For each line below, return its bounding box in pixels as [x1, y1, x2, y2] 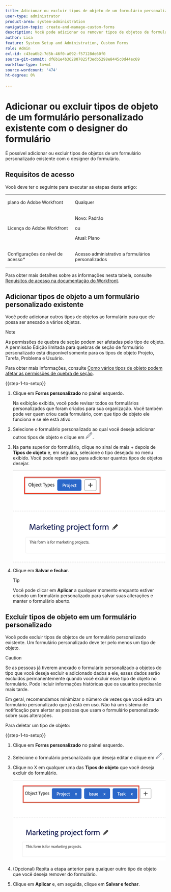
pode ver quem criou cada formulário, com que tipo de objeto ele [12, 411, 150, 417]
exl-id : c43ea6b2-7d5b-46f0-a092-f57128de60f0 [5, 51, 106, 56]
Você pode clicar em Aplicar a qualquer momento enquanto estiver [12, 587, 154, 593]
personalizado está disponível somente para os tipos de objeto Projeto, [5, 350, 154, 356]
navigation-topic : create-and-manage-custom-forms [5, 24, 115, 30]
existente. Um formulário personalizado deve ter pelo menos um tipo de [5, 640, 156, 646]
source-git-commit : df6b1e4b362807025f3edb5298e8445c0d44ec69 [5, 57, 140, 62]
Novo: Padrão [74, 215, 103, 221]
